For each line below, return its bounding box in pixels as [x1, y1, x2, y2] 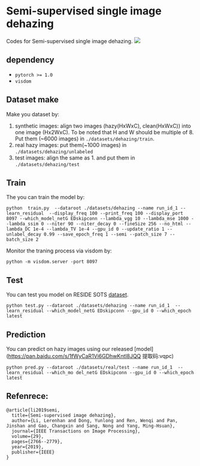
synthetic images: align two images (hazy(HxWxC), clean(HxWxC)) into [14, 122, 192, 130]
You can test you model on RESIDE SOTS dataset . [6, 291, 129, 298]
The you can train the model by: [6, 194, 85, 201]
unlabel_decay [6, 232, 42, 237]
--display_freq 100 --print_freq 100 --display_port [49, 211, 184, 217]
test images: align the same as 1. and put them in [14, 154, 135, 161]
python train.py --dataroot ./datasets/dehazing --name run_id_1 [6, 205, 178, 211]
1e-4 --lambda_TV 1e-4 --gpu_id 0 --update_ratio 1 [32, 226, 165, 232]
